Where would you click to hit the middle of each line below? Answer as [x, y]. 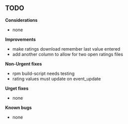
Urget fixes [17, 88]
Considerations [22, 20]
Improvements [21, 39]
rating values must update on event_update [57, 78]
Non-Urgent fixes [24, 63]
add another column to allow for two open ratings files [67, 54]
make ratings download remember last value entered [66, 49]
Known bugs [19, 107]
